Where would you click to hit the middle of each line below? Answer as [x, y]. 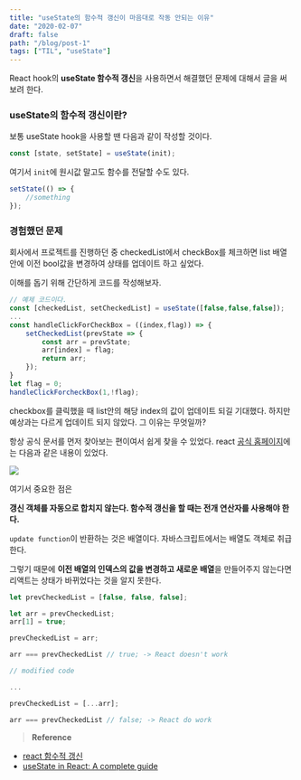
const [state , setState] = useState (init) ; [93, 154]
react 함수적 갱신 [52, 756]
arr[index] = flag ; [79, 350]
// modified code [42, 671]
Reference [52, 737]
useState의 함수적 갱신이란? [69, 116]
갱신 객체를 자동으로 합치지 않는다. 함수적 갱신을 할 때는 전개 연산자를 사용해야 [145, 508]
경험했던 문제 [36, 230]
